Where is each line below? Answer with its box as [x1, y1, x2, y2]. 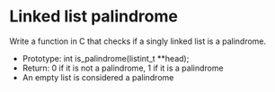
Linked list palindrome [9, 6, 178, 27]
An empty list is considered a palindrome [22, 71, 174, 82]
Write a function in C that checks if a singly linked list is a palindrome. [9, 36, 267, 46]
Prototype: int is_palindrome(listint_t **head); [22, 53, 190, 63]
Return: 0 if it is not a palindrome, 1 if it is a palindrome [22, 63, 224, 73]
